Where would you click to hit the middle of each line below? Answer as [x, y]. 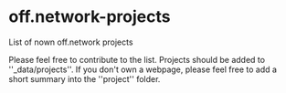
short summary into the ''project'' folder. [85, 78]
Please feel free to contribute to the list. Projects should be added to [137, 59]
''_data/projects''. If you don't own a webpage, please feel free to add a [143, 69]
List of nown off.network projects [71, 42]
